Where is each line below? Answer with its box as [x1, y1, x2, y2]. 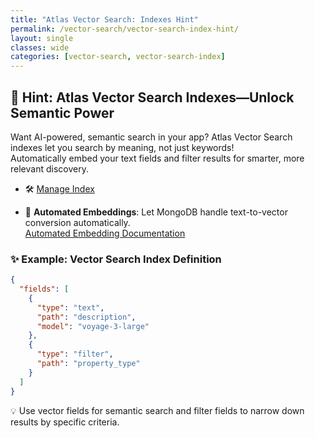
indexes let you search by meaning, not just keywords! [10, 141, 235, 153]
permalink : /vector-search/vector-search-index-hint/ [10, 24, 240, 34]
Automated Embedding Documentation [24, 227, 186, 239]
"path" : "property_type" [36, 359, 141, 369]
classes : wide [10, 42, 70, 53]
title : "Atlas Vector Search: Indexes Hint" [10, 14, 199, 25]
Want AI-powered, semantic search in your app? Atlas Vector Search [10, 131, 293, 143]
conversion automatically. [24, 216, 131, 228]
